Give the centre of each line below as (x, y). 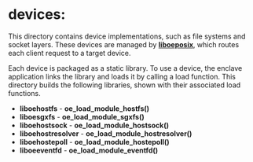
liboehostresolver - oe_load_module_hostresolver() (106, 133)
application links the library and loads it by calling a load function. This (122, 76)
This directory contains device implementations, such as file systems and (127, 36)
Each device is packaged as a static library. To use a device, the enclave (125, 68)
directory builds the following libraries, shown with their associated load (125, 85)
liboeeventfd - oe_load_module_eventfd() (89, 150)
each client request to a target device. (70, 53)
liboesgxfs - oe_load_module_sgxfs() (82, 116)
